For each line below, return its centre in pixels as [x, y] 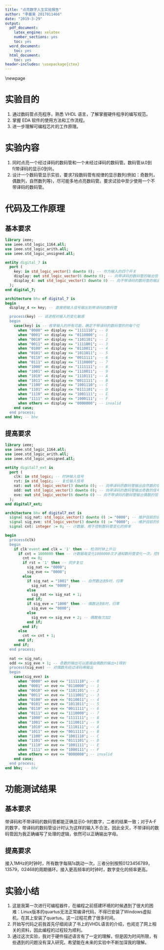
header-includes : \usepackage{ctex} [42, 64]
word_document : [25, 46]
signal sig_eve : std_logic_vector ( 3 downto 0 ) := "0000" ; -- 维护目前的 [83, 522]
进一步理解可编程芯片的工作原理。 [46, 127]
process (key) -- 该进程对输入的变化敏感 [47, 317]
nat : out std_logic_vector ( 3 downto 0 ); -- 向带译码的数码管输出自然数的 [85, 486]
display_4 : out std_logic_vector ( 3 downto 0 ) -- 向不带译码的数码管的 [83, 281]
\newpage [15, 78]
